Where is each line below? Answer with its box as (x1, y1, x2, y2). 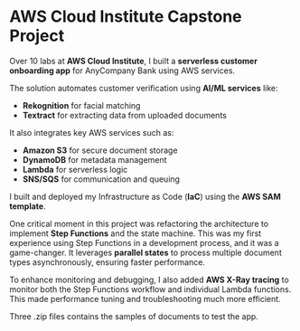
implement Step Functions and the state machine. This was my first (9, 228, 262, 239)
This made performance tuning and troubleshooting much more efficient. (9, 293, 282, 304)
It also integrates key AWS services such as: (9, 127, 174, 137)
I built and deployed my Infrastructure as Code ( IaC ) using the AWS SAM (9, 191, 282, 202)
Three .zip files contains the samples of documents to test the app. (9, 310, 259, 322)
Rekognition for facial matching (22, 99, 141, 110)
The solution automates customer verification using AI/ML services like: (9, 82, 278, 93)
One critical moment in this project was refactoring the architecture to (9, 218, 269, 229)
